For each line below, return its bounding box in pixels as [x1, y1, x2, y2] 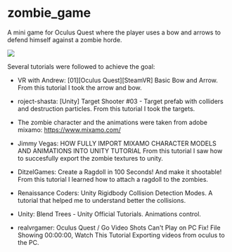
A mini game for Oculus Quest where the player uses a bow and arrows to [7, 28, 221, 37]
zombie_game [7, 5, 91, 21]
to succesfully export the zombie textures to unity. [17, 154, 164, 162]
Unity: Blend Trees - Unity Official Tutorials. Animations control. [17, 209, 202, 218]
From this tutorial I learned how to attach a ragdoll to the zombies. [17, 175, 209, 183]
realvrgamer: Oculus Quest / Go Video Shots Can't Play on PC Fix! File [17, 223, 221, 232]
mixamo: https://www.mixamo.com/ [17, 125, 122, 134]
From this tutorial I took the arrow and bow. [17, 83, 142, 92]
